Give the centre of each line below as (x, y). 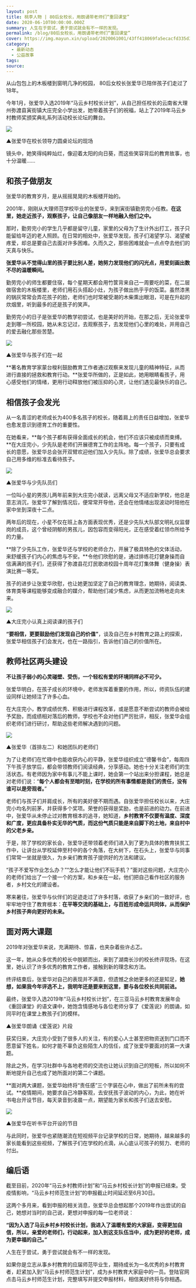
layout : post (22, 11)
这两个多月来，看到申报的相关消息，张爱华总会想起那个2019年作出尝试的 (94, 1205)
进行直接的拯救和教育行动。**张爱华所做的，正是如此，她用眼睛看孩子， (93, 375)
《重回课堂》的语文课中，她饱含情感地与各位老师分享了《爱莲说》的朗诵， (95, 1006)
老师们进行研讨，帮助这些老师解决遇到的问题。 (67, 723)
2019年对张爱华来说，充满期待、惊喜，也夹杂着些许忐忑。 (76, 947)
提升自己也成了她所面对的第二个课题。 (62, 1073)
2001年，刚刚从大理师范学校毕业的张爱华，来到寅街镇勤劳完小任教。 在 (91, 209)
